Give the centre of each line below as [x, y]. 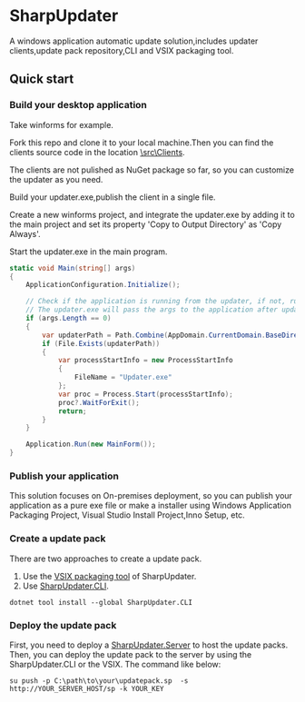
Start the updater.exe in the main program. [89, 252]
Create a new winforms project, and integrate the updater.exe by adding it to [152, 214]
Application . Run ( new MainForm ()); [91, 445]
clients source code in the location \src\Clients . [97, 152]
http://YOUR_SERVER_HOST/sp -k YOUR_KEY [87, 688]
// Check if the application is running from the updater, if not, [156, 302]
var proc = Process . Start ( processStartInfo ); [145, 394]
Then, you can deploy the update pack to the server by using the [131, 654]
